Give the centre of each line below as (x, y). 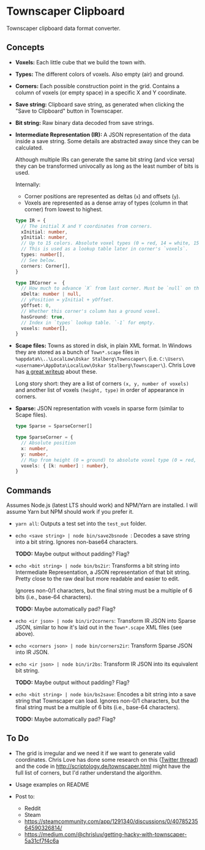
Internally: (28, 184)
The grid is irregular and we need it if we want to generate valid (95, 753)
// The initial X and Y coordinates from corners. (87, 226)
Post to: (25, 796)
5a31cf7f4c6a (42, 841)
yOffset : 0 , (36, 306)
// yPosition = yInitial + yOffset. (68, 300)
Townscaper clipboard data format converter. (63, 28)
